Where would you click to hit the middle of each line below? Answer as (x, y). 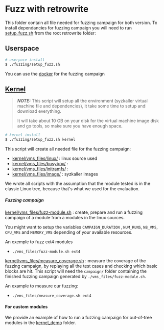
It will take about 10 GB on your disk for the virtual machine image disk (88, 121)
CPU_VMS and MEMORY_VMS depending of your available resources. (69, 232)
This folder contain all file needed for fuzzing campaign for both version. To (81, 23)
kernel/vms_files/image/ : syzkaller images (55, 174)
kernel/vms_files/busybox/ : (40, 164)
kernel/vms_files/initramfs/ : (40, 169)
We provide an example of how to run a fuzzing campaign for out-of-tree (79, 318)
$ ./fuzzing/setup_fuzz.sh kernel (40, 140)
